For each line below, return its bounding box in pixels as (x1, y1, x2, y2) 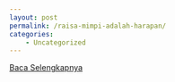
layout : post (9, 12, 58, 22)
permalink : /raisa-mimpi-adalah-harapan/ (9, 21, 167, 30)
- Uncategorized (25, 37, 87, 47)
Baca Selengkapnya (9, 62, 83, 73)
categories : (9, 29, 54, 38)
